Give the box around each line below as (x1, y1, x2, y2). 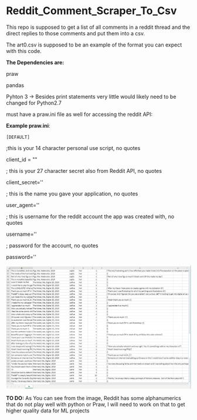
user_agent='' (6, 201, 40, 208)
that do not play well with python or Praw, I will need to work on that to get (6, 401, 186, 408)
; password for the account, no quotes (6, 242, 98, 249)
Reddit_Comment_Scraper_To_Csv (6, 4, 177, 18)
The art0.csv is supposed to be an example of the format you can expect (6, 41, 182, 48)
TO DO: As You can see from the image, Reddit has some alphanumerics (6, 395, 182, 402)
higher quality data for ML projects (6, 407, 90, 414)
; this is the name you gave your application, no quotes (6, 190, 138, 197)
